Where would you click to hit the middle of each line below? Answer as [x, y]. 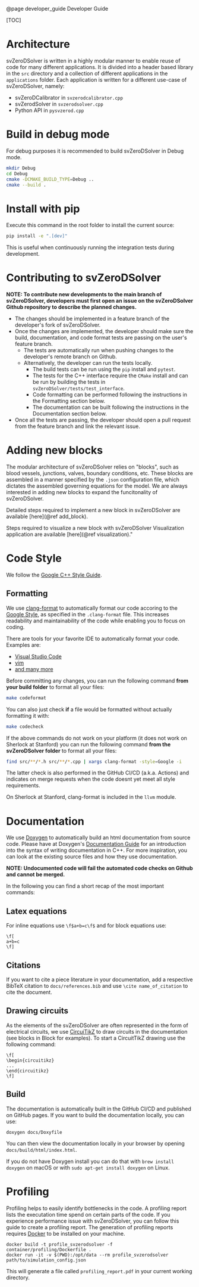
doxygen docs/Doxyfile [34, 1132]
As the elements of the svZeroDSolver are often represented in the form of [97, 1025]
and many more [34, 669]
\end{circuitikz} [28, 1071]
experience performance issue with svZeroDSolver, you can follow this [93, 1221]
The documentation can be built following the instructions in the [110, 407]
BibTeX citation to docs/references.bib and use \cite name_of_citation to [97, 986]
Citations [23, 965]
